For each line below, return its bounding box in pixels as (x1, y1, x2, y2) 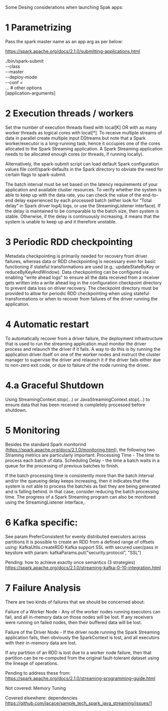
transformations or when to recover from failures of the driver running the (5, 295, 158, 301)
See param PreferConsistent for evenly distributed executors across (5, 533, 146, 539)
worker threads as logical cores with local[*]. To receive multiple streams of (5, 129, 162, 135)
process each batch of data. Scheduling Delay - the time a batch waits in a (5, 457, 160, 463)
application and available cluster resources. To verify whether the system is (5, 186, 162, 193)
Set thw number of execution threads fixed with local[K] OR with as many (5, 124, 157, 130)
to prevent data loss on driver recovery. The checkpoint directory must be (5, 285, 158, 291)
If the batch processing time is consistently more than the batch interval (5, 472, 154, 479)
